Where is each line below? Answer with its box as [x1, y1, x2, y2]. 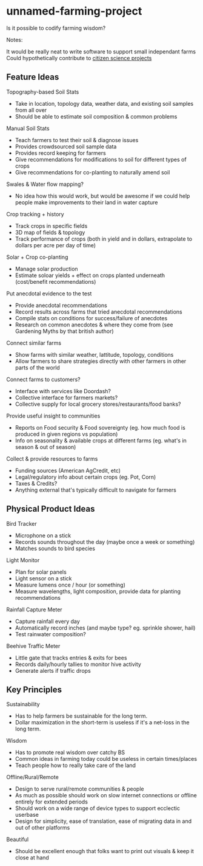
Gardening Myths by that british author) [15, 327, 114, 335]
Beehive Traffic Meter [6, 642, 61, 650]
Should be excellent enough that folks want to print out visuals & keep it [15, 848, 194, 855]
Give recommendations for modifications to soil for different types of [15, 156, 187, 163]
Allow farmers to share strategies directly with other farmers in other [15, 357, 187, 365]
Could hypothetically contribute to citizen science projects [6, 54, 152, 61]
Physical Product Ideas [6, 504, 95, 514]
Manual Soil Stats [6, 125, 50, 132]
